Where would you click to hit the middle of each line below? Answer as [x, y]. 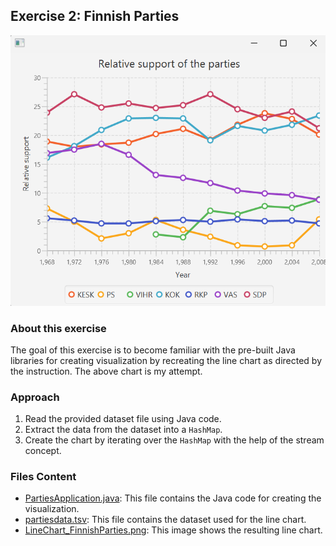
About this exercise [58, 328]
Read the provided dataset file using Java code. [123, 419]
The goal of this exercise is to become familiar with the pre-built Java [153, 350]
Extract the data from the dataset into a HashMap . [123, 430]
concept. [43, 451]
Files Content [43, 477]
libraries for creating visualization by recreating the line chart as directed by [166, 360]
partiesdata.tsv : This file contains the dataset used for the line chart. [165, 520]
